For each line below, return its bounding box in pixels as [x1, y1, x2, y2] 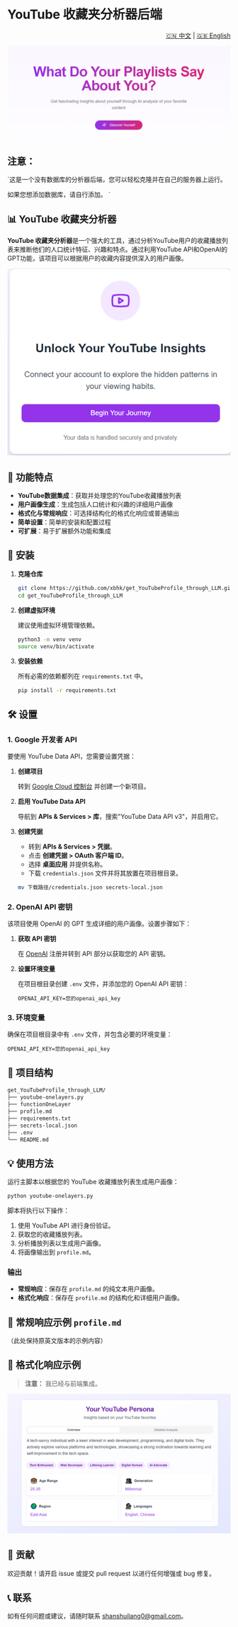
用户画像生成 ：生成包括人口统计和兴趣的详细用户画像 [17, 500, 174, 509]
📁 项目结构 [7, 1067, 53, 1079]
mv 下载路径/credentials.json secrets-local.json [17, 883, 163, 891]
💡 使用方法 [7, 1157, 54, 1169]
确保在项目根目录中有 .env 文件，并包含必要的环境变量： [7, 1030, 173, 1038]
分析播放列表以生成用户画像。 [17, 1239, 105, 1247]
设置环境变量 [17, 965, 55, 973]
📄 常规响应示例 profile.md [7, 1316, 122, 1328]
